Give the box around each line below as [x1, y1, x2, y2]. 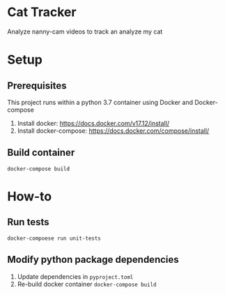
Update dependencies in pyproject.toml [17, 272, 134, 280]
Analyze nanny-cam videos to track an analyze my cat [7, 27, 163, 36]
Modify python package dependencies [7, 254, 179, 266]
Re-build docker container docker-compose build [17, 280, 157, 288]
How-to [7, 188, 52, 204]
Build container [7, 147, 75, 159]
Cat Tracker [7, 4, 77, 20]
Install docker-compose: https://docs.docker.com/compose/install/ [17, 127, 210, 135]
